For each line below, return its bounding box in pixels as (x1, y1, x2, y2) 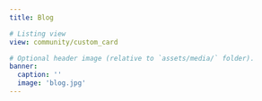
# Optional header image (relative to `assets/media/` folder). (9, 54, 255, 63)
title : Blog (9, 13, 54, 22)
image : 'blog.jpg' (17, 79, 87, 88)
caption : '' (17, 71, 63, 80)
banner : (9, 62, 39, 72)
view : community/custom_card (9, 38, 118, 46)
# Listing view (9, 29, 66, 38)
